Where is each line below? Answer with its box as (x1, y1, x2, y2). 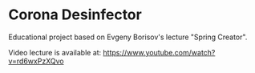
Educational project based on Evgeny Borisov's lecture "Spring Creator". (8, 32, 248, 42)
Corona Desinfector (8, 6, 142, 24)
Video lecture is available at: (8, 47, 102, 57)
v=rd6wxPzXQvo (8, 56, 64, 66)
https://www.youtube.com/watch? (103, 47, 216, 57)
